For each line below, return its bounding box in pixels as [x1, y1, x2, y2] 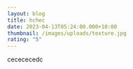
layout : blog [7, 10, 45, 17]
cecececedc [7, 55, 43, 63]
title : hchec [7, 17, 45, 24]
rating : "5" [7, 36, 42, 43]
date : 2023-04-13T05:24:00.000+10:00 [7, 23, 118, 30]
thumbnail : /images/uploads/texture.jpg [7, 29, 127, 37]
